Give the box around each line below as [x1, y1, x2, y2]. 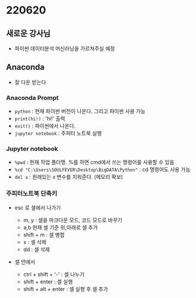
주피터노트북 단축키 [6, 189, 57, 198]
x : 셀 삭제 [23, 238, 47, 245]
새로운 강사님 [6, 28, 51, 38]
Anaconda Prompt [6, 93, 59, 101]
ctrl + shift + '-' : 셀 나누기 [23, 270, 85, 277]
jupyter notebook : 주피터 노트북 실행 [14, 130, 102, 137]
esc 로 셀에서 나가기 [14, 204, 61, 211]
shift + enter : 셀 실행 [23, 278, 73, 285]
